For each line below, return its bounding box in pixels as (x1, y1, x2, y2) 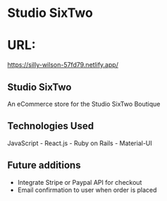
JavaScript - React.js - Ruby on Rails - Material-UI (7, 139, 153, 147)
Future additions (7, 159, 81, 171)
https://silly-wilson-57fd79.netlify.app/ (7, 61, 118, 69)
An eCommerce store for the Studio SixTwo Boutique (7, 99, 161, 108)
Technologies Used (7, 120, 94, 132)
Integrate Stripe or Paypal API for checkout (17, 178, 142, 186)
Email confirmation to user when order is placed (17, 185, 157, 194)
